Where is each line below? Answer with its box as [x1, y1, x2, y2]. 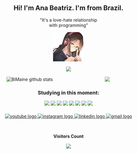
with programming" [49, 22, 88, 28]
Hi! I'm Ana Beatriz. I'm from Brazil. [13, 4, 124, 12]
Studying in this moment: [37, 89, 100, 96]
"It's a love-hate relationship [39, 17, 98, 23]
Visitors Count [53, 133, 84, 139]
